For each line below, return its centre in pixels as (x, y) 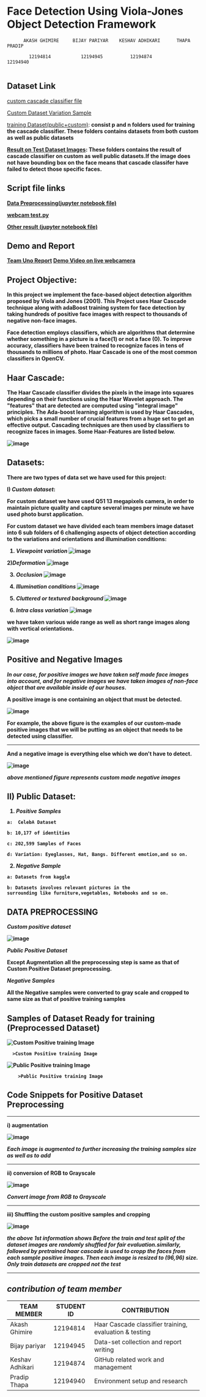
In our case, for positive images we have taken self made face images (98, 674)
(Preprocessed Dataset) (53, 1028)
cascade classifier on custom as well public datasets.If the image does (99, 156)
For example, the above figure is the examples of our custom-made (94, 723)
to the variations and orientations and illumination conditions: (87, 539)
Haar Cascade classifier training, (141, 1324)
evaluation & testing (123, 1331)
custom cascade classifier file (45, 101)
